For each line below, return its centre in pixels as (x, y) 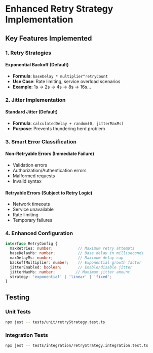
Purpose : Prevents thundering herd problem (59, 128)
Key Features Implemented (49, 38)
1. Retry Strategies (28, 53)
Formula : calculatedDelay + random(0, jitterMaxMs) (68, 123)
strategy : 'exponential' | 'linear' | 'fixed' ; (61, 277)
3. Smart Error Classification (41, 141)
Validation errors (30, 165)
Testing (17, 297)
